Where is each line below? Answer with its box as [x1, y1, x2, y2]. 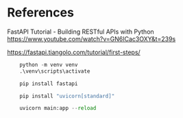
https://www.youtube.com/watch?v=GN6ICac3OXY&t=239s [7, 34, 176, 43]
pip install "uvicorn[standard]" [19, 93, 115, 99]
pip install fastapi [19, 80, 78, 87]
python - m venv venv [19, 61, 78, 68]
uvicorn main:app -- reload [19, 105, 97, 112]
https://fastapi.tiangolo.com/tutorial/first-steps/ [7, 48, 141, 56]
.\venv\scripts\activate [19, 67, 90, 75]
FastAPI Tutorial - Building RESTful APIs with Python [7, 27, 154, 36]
